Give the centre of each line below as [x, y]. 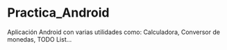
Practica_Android [58, 13]
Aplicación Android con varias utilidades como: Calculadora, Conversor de [114, 32]
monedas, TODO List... [40, 39]
